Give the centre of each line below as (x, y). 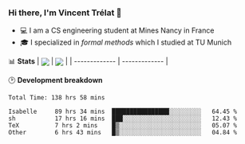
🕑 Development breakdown (55, 80)
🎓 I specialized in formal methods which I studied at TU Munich (126, 42)
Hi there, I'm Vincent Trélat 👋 (65, 13)
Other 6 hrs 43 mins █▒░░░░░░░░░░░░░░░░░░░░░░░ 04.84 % (123, 133)
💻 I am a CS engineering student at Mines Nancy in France (117, 30)
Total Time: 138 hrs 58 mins (57, 98)
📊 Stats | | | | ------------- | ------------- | (89, 61)
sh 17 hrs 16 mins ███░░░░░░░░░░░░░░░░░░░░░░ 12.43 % (123, 119)
